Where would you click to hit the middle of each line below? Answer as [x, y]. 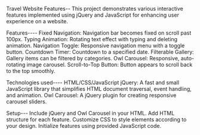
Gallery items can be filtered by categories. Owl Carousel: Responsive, [93, 58]
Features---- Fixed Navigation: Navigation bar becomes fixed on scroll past [99, 33]
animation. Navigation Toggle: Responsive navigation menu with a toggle [96, 45]
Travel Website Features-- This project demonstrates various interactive [95, 9]
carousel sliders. [27, 102]
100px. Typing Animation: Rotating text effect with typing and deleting [92, 39]
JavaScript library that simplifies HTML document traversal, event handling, [99, 89]
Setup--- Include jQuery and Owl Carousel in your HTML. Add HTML [90, 113]
